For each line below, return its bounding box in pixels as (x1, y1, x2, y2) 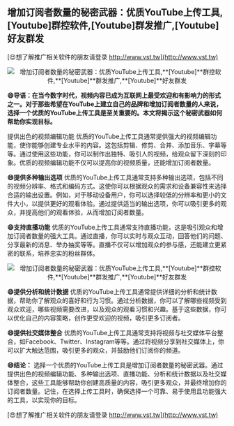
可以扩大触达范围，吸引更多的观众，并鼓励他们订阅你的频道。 (7, 346, 185, 354)
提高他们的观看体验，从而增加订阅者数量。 (25, 208, 148, 216)
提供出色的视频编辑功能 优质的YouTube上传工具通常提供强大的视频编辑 (7, 132, 211, 140)
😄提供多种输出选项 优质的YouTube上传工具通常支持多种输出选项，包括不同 (7, 173, 224, 182)
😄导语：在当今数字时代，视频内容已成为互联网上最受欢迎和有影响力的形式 (7, 91, 221, 99)
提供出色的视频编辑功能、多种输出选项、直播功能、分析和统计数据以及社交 (7, 369, 221, 378)
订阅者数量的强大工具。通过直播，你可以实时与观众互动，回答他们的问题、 (13, 231, 227, 240)
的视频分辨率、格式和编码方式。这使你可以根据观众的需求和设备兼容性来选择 (7, 182, 227, 190)
